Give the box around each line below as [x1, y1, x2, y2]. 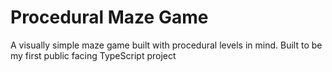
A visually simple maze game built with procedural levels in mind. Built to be [10, 39, 323, 51]
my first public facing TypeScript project [10, 49, 177, 61]
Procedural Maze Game [10, 6, 209, 29]
